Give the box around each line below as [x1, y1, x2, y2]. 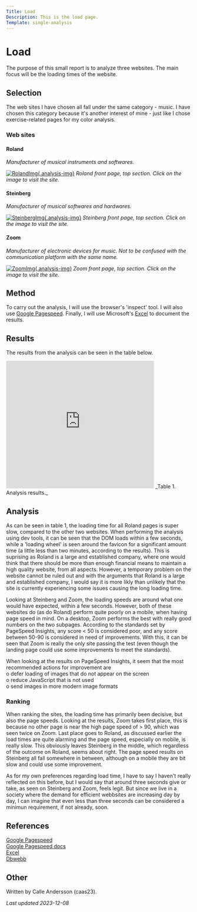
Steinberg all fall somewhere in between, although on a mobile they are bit [6, 754, 186, 762]
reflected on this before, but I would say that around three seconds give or [6, 779, 186, 786]
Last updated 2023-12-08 [6, 900, 69, 907]
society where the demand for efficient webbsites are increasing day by [6, 791, 181, 798]
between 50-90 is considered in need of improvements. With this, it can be [6, 634, 188, 641]
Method [6, 288, 36, 298]
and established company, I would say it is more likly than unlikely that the [6, 579, 185, 586]
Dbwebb [6, 855, 26, 862]
